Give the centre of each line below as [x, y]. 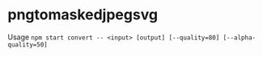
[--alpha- [240, 38]
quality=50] [28, 45]
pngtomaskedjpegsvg [83, 15]
